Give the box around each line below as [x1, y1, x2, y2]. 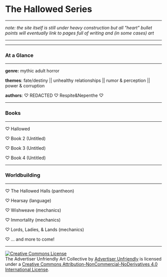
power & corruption [5, 83, 45, 89]
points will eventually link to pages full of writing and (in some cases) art [5, 30, 154, 36]
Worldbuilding [5, 172, 41, 179]
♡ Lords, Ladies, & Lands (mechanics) [5, 226, 84, 233]
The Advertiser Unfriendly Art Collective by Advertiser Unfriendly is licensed [5, 256, 162, 262]
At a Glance [5, 51, 34, 58]
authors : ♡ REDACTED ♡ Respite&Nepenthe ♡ [5, 92, 104, 98]
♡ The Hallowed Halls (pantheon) [5, 188, 75, 194]
